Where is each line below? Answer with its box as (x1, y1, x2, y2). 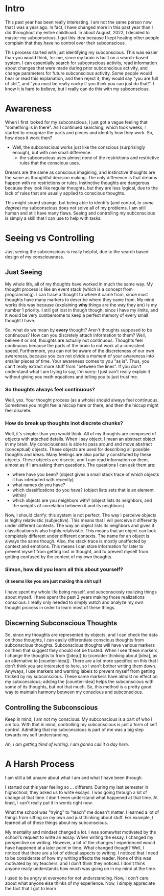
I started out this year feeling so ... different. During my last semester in (5, 784, 148, 790)
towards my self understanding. (5, 731, 70, 737)
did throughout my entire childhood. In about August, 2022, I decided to (5, 29, 150, 35)
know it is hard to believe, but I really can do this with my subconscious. (5, 86, 150, 92)
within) (12, 493, 26, 498)
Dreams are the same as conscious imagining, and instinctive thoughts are (5, 169, 155, 175)
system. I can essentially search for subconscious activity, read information (5, 60, 158, 66)
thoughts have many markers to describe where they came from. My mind (5, 297, 155, 303)
